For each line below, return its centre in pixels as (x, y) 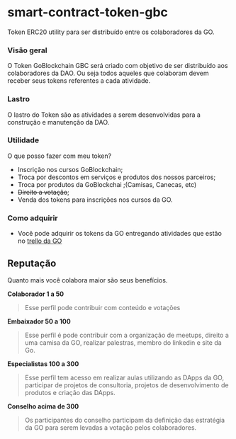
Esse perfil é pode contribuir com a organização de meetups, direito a (127, 335)
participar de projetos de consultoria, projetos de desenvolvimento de (127, 385)
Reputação (32, 263)
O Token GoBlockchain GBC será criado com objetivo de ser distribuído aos (118, 66)
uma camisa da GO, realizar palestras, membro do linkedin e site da (123, 342)
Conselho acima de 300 (43, 406)
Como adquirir (33, 218)
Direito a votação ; (43, 192)
